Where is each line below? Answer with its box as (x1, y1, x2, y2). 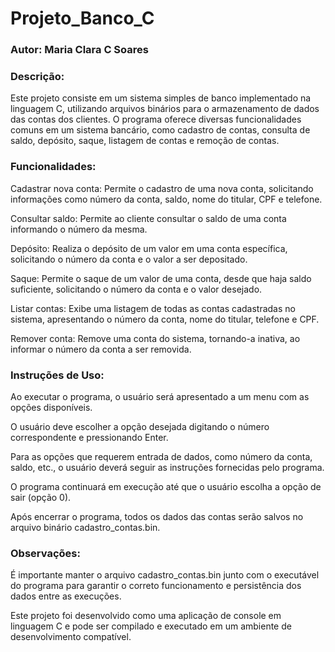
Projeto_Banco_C (10, 7, 155, 30)
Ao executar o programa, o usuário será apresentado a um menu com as (10, 391, 310, 402)
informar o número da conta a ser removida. (10, 343, 192, 355)
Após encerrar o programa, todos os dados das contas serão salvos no (10, 511, 304, 522)
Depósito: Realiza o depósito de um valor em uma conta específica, (10, 242, 288, 254)
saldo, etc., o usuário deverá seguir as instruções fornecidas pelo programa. (10, 462, 325, 473)
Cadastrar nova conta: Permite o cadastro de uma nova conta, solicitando (10, 182, 314, 194)
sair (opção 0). (10, 492, 72, 503)
